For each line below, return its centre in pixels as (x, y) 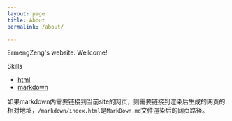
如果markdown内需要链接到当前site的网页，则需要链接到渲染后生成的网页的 (116, 101)
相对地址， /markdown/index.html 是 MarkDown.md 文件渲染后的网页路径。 (108, 111)
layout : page (26, 14)
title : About (26, 20)
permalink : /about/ (36, 27)
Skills (15, 66)
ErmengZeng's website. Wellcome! (57, 52)
